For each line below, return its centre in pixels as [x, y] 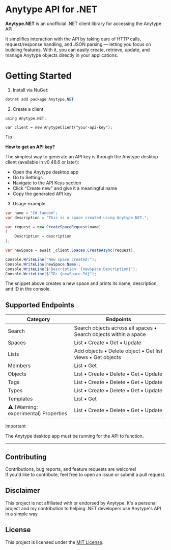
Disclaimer [23, 491]
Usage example [29, 203]
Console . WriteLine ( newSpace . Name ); [43, 264]
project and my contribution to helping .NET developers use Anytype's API [83, 508]
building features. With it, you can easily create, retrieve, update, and [78, 50]
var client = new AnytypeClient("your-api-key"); [59, 127]
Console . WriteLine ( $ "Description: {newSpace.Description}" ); [72, 269]
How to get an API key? [30, 147]
